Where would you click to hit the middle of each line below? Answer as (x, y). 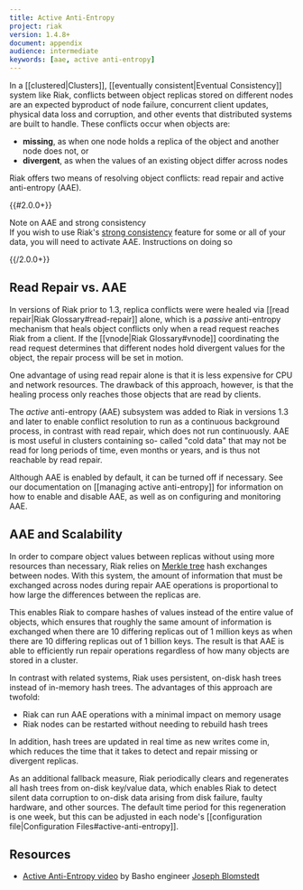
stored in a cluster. (44, 660)
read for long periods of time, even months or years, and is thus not (135, 450)
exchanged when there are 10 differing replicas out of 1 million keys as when (151, 631)
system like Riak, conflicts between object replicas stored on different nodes (151, 95)
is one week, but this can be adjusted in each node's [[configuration (136, 816)
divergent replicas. (44, 761)
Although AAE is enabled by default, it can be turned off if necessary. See (147, 477)
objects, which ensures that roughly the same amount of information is (141, 622)
